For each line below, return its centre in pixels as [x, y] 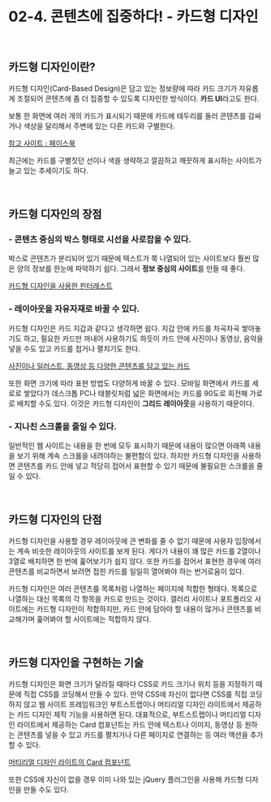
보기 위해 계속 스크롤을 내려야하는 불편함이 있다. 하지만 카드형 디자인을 [128, 456]
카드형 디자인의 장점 [55, 215]
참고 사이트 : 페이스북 [42, 143]
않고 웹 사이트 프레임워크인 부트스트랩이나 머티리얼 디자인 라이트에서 [132, 704]
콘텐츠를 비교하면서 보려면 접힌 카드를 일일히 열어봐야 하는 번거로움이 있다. [127, 571]
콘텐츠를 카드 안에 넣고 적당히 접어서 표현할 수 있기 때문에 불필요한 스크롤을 [136, 466]
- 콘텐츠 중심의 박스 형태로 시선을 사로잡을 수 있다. [100, 239]
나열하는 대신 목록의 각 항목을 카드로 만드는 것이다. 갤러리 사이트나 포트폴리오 [131, 598]
